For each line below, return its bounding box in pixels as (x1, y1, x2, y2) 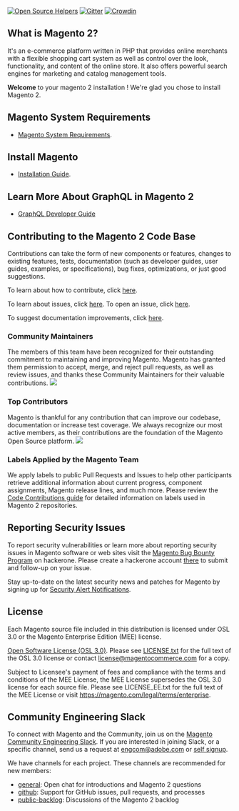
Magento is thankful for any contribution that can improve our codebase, (7, 413, 221, 422)
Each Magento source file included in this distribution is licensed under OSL (7, 625, 230, 633)
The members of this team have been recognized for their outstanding (7, 347, 214, 357)
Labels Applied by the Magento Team (7, 454, 139, 464)
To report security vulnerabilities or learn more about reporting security (7, 540, 218, 549)
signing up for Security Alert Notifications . (7, 584, 131, 593)
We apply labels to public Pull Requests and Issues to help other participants (7, 470, 232, 479)
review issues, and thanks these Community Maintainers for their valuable (7, 370, 225, 379)
